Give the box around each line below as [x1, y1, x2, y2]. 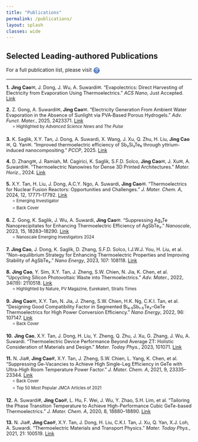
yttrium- [161, 141, 180, 148]
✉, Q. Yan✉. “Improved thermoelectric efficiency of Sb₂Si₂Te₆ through [6, 141, 161, 148]
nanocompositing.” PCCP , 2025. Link [25, 147, 108, 153]
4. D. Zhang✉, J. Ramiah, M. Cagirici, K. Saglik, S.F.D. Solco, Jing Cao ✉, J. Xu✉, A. [6, 159, 190, 165]
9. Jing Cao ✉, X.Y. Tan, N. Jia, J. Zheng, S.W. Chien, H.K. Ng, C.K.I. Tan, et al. [6, 298, 179, 304]
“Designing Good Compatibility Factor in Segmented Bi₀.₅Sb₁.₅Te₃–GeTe [6, 304, 166, 310]
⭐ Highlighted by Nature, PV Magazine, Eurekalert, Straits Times [12, 286, 137, 292]
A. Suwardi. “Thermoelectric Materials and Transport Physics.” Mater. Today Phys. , [6, 425, 191, 431]
